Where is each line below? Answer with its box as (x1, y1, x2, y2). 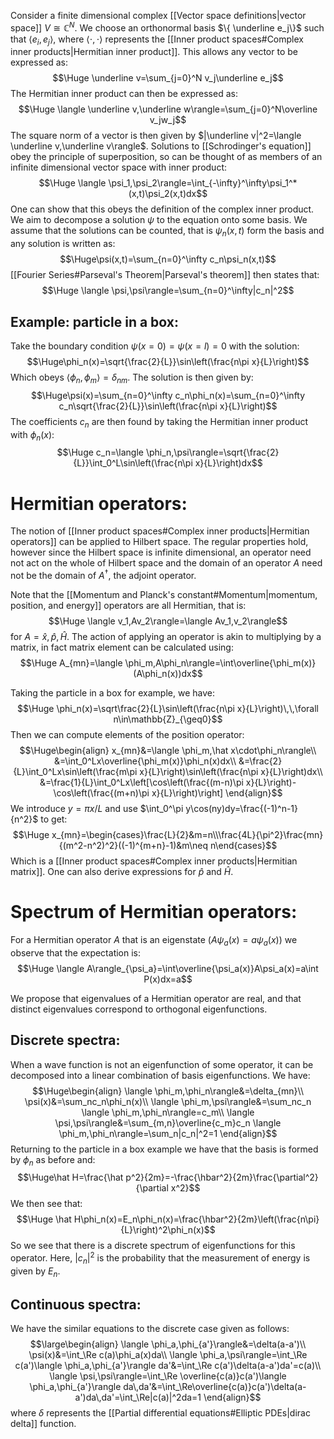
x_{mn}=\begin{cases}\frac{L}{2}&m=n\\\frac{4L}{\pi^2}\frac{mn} (51, 829, 324, 841)
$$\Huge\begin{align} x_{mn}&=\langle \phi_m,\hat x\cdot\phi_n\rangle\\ (19, 745, 317, 757)
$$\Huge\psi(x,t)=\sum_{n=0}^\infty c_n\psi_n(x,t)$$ (59, 253, 277, 265)
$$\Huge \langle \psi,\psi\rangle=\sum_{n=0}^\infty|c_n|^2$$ (41, 285, 295, 297)
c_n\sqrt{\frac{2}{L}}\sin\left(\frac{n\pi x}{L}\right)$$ (58, 400, 278, 412)
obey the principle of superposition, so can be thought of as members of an (10, 151, 323, 163)
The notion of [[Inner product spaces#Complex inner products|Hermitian (10, 525, 310, 537)
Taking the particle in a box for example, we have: (10, 687, 215, 699)
